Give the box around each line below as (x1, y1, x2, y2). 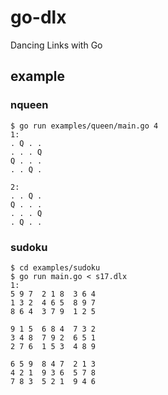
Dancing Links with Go (10, 39, 103, 51)
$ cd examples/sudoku (10, 262, 101, 273)
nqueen (10, 98, 49, 112)
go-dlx (10, 6, 67, 29)
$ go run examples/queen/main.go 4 (10, 121, 159, 131)
